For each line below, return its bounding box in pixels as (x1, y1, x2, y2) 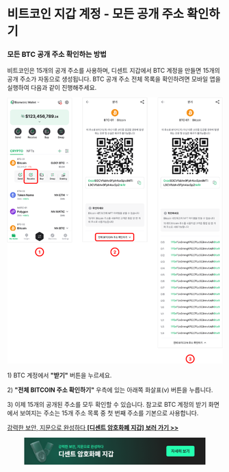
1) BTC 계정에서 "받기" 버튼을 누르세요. (7, 371, 112, 379)
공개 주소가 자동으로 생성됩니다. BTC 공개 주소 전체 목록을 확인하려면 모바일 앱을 (7, 75, 221, 83)
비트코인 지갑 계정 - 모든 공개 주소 (7, 6, 185, 22)
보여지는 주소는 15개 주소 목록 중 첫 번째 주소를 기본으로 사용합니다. (19, 409, 199, 417)
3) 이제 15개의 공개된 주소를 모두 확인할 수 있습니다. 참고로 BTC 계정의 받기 (7, 401, 207, 409)
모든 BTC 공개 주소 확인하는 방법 (7, 49, 107, 59)
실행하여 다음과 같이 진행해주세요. (7, 84, 97, 92)
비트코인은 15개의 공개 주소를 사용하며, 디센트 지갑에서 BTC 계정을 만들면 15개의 (7, 67, 220, 75)
